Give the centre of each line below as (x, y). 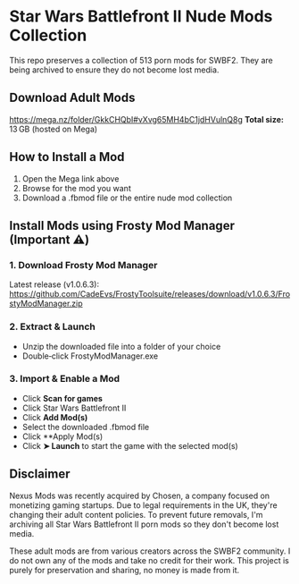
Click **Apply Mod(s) (62, 436)
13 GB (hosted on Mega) (54, 129)
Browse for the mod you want (76, 188)
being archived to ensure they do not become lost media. (114, 70)
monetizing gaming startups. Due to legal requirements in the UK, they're (144, 505)
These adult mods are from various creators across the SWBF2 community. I (150, 551)
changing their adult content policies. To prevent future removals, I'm (136, 514)
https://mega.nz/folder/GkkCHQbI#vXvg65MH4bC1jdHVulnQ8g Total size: (146, 119)
